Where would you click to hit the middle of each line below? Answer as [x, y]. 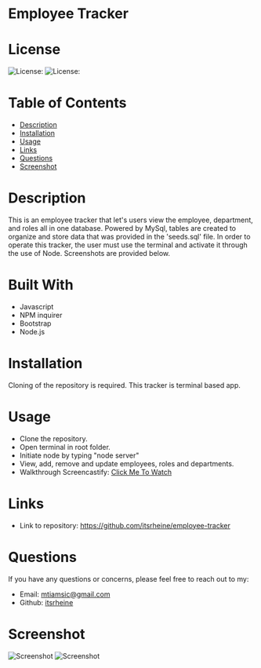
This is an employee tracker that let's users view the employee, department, [130, 220]
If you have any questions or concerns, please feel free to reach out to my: [129, 579]
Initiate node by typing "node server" [79, 455]
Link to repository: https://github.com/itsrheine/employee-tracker [125, 525]
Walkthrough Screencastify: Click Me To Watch [96, 472]
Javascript [36, 306]
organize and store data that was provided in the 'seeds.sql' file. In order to [129, 237]
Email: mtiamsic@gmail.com [65, 594]
